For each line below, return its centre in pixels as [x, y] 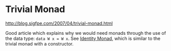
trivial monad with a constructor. [40, 43]
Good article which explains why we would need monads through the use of [86, 33]
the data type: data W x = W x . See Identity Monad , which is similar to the [83, 38]
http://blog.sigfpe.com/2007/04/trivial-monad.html [59, 23]
